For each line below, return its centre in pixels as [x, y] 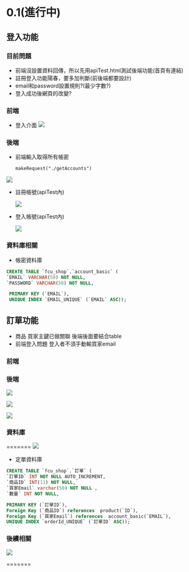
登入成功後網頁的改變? [43, 93]
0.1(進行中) [34, 13]
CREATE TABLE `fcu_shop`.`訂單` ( [49, 471]
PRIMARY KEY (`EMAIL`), [39, 294]
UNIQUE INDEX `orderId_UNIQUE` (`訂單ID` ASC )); [68, 522]
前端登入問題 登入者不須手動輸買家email [65, 344]
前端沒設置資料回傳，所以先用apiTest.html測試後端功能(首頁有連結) [99, 70]
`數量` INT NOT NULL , [33, 494]
